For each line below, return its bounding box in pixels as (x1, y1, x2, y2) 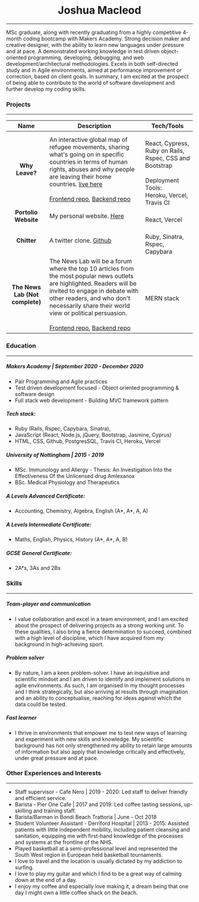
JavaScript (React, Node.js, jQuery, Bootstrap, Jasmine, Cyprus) (14, 431, 172, 439)
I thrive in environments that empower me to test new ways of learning (14, 729, 187, 736)
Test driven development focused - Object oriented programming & (14, 384, 179, 391)
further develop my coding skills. (6, 85, 86, 93)
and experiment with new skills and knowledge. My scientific (14, 735, 163, 742)
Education (6, 342, 37, 350)
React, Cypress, (145, 139, 190, 148)
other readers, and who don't (49, 294, 130, 302)
